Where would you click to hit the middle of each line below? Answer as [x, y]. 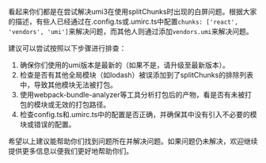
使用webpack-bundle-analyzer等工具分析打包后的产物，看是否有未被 [132, 95]
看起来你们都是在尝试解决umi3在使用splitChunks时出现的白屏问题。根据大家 [133, 11]
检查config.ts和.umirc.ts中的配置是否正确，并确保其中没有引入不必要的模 [138, 114]
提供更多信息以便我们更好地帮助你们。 [70, 151]
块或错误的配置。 [47, 124]
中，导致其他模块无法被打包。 [68, 85]
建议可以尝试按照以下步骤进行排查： [67, 48]
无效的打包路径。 [82, 104]
